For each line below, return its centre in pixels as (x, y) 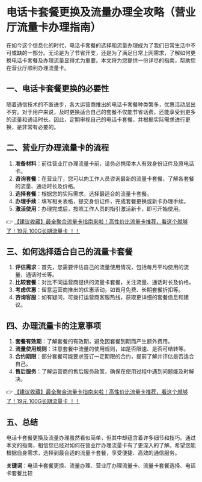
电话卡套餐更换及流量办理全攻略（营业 (101, 12)
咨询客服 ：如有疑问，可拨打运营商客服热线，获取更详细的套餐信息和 (99, 297)
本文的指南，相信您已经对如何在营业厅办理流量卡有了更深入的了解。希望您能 (101, 445)
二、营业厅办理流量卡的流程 (58, 148)
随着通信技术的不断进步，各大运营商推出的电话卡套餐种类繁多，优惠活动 (96, 104)
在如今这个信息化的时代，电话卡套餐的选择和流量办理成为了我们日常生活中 (98, 45)
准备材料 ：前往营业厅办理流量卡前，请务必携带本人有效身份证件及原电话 (104, 163)
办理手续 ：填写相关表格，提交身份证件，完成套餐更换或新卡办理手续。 (102, 201)
